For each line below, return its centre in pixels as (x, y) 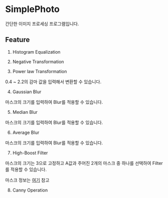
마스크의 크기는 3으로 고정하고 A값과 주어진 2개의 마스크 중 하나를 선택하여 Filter (84, 163)
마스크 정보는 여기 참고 (27, 180)
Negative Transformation (38, 62)
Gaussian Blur (27, 92)
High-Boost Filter (30, 153)
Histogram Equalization (36, 52)
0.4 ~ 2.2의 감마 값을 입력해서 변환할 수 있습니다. (53, 82)
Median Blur (25, 112)
